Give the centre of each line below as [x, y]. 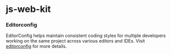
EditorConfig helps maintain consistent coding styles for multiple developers [86, 35]
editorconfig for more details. [36, 46]
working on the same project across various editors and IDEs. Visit [75, 41]
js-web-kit [28, 9]
